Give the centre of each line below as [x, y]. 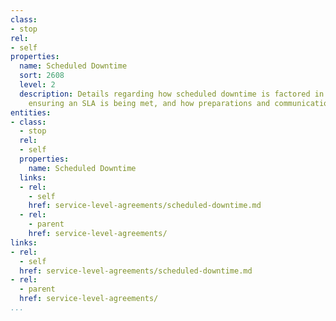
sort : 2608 [42, 76]
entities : [31, 112]
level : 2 [37, 85]
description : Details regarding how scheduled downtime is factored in [172, 94]
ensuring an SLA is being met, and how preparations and [149, 103]
